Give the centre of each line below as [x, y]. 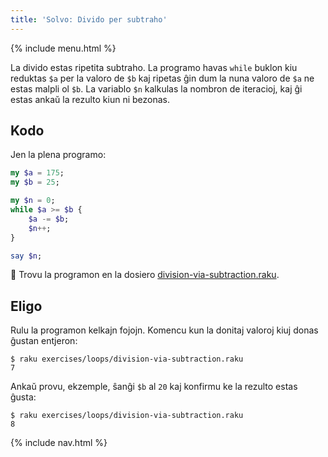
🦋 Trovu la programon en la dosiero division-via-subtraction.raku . [145, 275]
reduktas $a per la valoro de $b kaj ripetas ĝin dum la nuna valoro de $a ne [162, 78]
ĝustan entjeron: [44, 341]
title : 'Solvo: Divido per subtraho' [89, 19]
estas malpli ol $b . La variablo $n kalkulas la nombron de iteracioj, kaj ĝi [156, 88]
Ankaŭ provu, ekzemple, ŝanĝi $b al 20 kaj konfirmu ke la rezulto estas [154, 387]
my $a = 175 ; [37, 173]
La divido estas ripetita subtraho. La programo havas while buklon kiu [154, 67]
